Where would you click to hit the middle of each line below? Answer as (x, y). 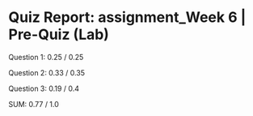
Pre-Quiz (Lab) (59, 34)
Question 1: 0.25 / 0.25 (46, 57)
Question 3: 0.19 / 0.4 (44, 88)
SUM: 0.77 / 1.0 (34, 104)
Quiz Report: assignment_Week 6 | (127, 17)
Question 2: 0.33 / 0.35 (47, 72)
